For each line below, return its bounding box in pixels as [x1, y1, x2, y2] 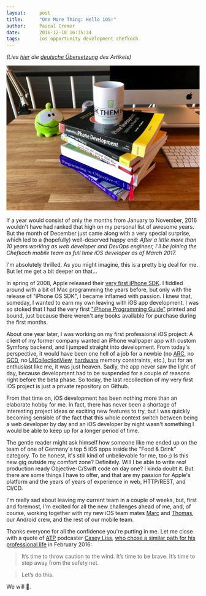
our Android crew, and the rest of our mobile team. [6, 516, 134, 524]
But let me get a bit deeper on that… [6, 267, 97, 275]
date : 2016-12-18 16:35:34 [6, 29, 92, 36]
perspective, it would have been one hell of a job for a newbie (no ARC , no [6, 350, 194, 357]
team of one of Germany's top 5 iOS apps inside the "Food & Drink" [6, 445, 177, 453]
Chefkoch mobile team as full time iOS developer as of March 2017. [6, 249, 177, 257]
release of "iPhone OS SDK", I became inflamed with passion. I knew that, [6, 292, 193, 300]
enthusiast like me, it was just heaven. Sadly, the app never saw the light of [6, 363, 196, 370]
